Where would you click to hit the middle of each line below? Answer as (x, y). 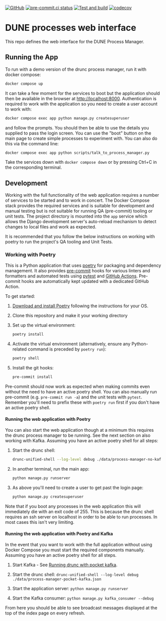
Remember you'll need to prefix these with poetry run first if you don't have (83, 402)
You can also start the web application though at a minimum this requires (80, 430)
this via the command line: (32, 143)
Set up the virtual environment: (44, 325)
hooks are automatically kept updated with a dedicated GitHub (85, 281)
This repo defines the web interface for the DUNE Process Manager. (75, 41)
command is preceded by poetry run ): (67, 349)
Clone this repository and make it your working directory (70, 316)
